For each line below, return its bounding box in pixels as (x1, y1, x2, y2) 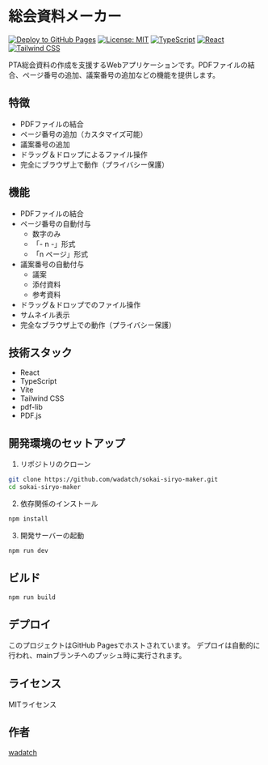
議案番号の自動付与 (19, 259, 85, 269)
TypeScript (19, 376, 57, 386)
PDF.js (19, 410, 42, 421)
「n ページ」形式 (31, 249, 89, 259)
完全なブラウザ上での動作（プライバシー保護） (19, 320, 176, 329)
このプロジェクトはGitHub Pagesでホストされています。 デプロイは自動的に (8, 640, 261, 650)
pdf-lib (19, 402, 43, 412)
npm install (8, 515, 48, 523)
